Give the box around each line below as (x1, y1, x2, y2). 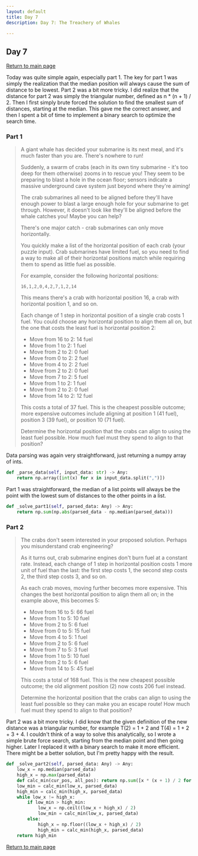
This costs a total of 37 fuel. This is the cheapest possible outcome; (20, 404, 186, 411)
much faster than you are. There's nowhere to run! (20, 152, 144, 160)
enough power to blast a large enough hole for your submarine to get (20, 200, 189, 207)
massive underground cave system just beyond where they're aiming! (20, 183, 190, 190)
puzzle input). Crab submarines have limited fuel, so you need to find (20, 248, 189, 255)
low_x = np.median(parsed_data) (17, 767, 96, 773)
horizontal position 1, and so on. (20, 300, 99, 307)
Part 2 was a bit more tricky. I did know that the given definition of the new (6, 718, 187, 725)
